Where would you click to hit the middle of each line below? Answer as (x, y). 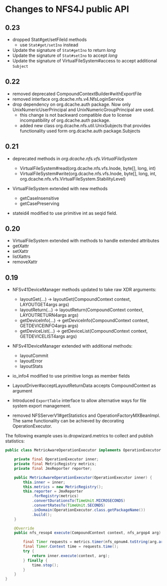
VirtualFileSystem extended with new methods (60, 189)
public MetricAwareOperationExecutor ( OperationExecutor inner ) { (83, 477)
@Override (24, 528)
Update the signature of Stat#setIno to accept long (65, 55)
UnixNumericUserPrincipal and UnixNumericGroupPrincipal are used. (83, 109)
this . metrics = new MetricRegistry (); (63, 487)
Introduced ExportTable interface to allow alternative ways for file (79, 400)
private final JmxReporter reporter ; (53, 468)
